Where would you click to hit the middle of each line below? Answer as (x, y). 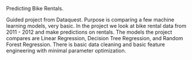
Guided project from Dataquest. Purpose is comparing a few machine (90, 20)
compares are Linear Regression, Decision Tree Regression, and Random (95, 38)
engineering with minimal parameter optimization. (66, 51)
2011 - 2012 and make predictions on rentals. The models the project (89, 32)
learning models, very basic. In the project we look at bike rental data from (96, 26)
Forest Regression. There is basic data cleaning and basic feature (86, 44)
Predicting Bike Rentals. (35, 8)
